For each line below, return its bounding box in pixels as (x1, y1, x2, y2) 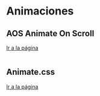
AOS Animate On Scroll (6, 28, 95, 39)
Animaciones (6, 4, 74, 18)
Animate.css (6, 67, 55, 77)
